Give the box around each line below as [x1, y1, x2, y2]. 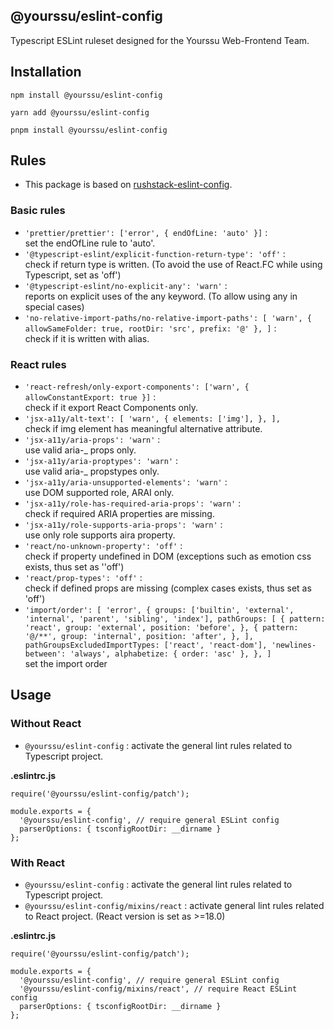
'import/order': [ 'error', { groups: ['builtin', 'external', [24, 605, 295, 616]
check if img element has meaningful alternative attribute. [24, 423, 263, 435]
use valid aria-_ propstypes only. [24, 465, 160, 478]
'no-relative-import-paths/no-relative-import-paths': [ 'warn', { [24, 313, 312, 323]
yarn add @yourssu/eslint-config [10, 107, 150, 118]
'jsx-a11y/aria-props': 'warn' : [24, 434, 161, 446]
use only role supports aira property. [24, 529, 176, 541]
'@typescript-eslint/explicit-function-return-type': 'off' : [24, 247, 286, 259]
